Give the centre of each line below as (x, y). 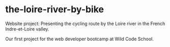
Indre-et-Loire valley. (27, 29)
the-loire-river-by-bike (55, 9)
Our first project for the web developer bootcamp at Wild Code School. (79, 39)
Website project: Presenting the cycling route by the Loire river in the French (85, 24)
